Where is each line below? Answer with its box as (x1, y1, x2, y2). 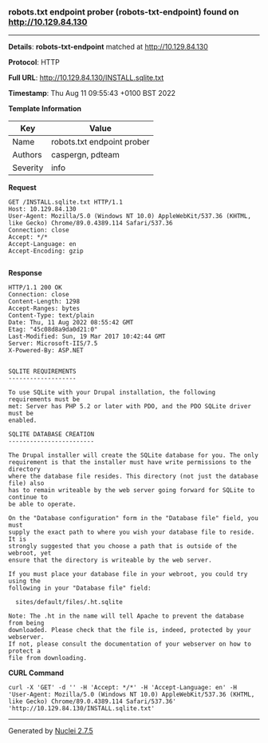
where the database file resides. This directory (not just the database (8, 472, 259, 481)
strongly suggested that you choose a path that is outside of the (8, 542, 238, 550)
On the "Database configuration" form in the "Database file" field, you (8, 515, 259, 522)
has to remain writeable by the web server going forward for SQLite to (8, 487, 255, 495)
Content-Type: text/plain (8, 312, 94, 320)
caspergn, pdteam (50, 149, 120, 161)
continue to (8, 494, 48, 502)
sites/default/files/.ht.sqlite (15, 598, 124, 606)
